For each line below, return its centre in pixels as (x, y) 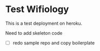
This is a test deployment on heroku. (44, 23)
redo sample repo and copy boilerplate (54, 43)
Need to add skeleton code (34, 33)
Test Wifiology (37, 9)
